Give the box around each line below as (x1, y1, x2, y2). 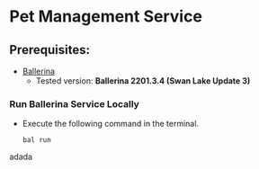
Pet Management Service (9, 6, 202, 27)
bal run (22, 136, 51, 145)
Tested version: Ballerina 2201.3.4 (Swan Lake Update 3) (35, 76, 251, 86)
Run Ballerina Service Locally (9, 97, 139, 110)
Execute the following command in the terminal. (22, 119, 200, 129)
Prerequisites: (9, 42, 90, 58)
